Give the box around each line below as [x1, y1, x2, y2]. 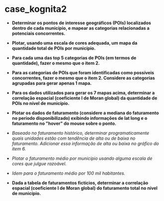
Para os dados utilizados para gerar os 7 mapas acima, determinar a [11, 90, 155, 96]
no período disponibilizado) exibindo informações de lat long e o [11, 115, 148, 121]
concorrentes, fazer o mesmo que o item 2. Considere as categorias [11, 75, 155, 81]
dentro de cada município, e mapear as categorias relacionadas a [11, 25, 150, 31]
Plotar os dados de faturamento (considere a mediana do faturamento [11, 110, 160, 116]
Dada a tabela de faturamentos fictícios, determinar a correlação [11, 180, 149, 186]
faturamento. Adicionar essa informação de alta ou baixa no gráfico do [11, 140, 160, 147]
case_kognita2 [4, 3, 67, 15]
